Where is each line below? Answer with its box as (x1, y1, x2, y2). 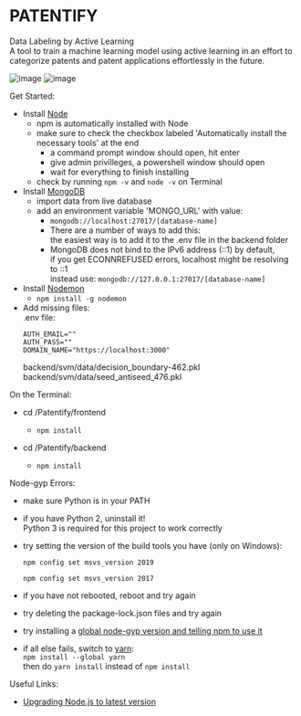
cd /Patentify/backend (22, 442, 107, 453)
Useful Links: (9, 678, 59, 690)
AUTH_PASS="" (22, 337, 73, 347)
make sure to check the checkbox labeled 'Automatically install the (36, 127, 287, 138)
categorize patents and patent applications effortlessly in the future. (9, 55, 265, 66)
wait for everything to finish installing (49, 166, 190, 177)
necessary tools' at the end (36, 137, 140, 148)
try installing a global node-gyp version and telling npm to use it (22, 625, 263, 636)
